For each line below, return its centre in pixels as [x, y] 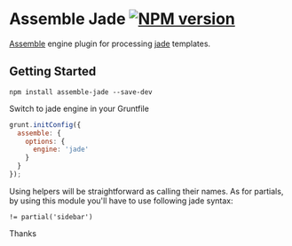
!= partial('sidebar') [51, 217]
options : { [45, 141]
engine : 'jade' [61, 150]
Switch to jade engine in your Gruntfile [79, 108]
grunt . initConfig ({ [45, 124]
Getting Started [53, 71]
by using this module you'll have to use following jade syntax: [121, 201]
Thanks [23, 233]
